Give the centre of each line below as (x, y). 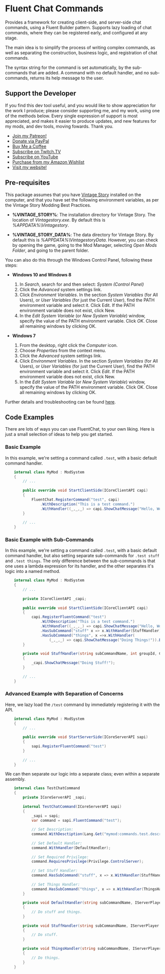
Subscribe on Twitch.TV (37, 151)
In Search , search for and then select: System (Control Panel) (82, 284)
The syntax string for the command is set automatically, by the (68, 67)
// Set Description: (52, 830)
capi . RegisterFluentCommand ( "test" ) (69, 617)
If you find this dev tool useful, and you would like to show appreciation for (81, 105)
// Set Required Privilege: (60, 857)
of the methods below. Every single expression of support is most (71, 116)
